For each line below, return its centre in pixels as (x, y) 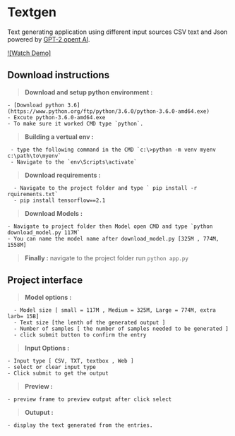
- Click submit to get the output (58, 373)
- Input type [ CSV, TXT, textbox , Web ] (71, 361)
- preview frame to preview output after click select (90, 399)
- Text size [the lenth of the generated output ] (90, 322)
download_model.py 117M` (44, 232)
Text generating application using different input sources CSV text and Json (117, 32)
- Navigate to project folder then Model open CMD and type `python (110, 226)
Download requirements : (62, 175)
